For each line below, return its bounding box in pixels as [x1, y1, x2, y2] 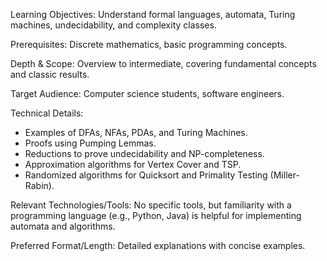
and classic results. [10, 69, 90, 80]
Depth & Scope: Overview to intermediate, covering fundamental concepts [10, 58, 317, 69]
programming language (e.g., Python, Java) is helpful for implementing [10, 210, 302, 221]
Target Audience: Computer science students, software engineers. [10, 88, 285, 99]
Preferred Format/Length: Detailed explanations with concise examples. [10, 240, 306, 251]
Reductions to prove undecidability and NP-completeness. [24, 148, 265, 159]
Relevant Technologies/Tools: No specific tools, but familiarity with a [10, 199, 292, 211]
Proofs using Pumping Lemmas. [24, 137, 157, 149]
